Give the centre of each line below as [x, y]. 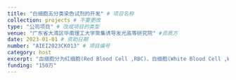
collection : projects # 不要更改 [54, 20]
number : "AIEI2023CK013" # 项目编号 [59, 46]
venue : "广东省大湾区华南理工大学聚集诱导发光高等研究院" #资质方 [92, 33]
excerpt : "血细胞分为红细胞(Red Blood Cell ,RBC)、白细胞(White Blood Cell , [117, 59]
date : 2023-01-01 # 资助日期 [48, 40]
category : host [29, 53]
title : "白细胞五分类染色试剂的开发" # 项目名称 [71, 14]
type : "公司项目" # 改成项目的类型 [53, 26]
